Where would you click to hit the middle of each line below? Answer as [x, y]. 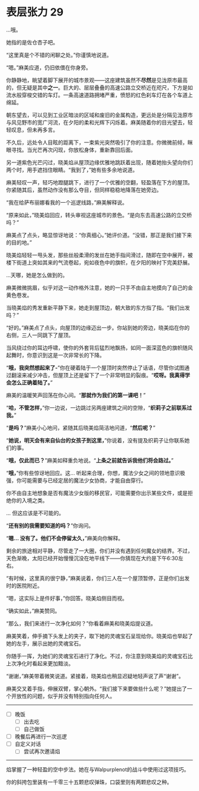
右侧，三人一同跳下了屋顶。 [40, 335]
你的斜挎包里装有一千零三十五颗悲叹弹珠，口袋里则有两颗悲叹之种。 [89, 782]
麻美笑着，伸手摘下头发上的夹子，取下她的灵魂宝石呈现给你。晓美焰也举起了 [99, 636]
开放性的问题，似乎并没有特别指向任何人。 [63, 696]
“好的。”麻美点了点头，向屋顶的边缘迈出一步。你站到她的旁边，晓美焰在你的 [98, 327]
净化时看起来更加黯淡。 [45, 663]
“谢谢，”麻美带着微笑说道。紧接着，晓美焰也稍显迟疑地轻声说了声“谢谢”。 [95, 676]
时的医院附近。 [24, 585]
